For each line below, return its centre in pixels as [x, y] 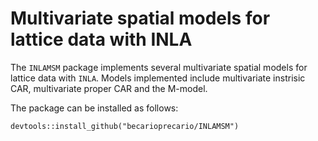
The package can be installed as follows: [94, 108]
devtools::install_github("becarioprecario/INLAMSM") [125, 126]
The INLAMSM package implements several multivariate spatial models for [159, 67]
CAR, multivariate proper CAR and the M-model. [109, 88]
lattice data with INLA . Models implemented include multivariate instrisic [158, 78]
